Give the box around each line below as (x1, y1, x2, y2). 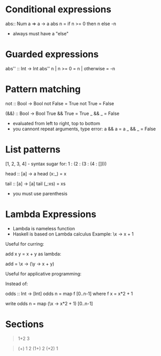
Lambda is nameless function (12, 225, 75, 231)
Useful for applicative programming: (5, 270, 82, 276)
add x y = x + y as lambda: (5, 250, 62, 257)
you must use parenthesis (12, 190, 68, 196)
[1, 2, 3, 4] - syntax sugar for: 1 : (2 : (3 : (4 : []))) (5, 161, 107, 167)
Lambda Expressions (5, 208, 96, 220)
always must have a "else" (12, 30, 69, 36)
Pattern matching (5, 84, 81, 95)
